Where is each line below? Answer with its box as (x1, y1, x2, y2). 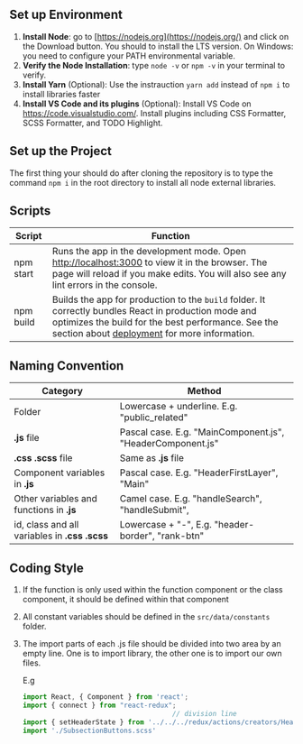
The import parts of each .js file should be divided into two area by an (22, 638, 281, 649)
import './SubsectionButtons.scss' (22, 726, 157, 735)
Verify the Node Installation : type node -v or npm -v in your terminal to (22, 60, 286, 70)
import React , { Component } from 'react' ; (22, 693, 189, 702)
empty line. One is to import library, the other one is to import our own (22, 648, 282, 659)
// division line (171, 709, 237, 718)
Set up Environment (9, 7, 124, 23)
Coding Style (9, 560, 84, 575)
